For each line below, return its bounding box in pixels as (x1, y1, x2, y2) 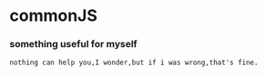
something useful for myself (9, 38, 138, 51)
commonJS (9, 5, 98, 26)
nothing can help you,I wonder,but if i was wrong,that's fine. (9, 58, 259, 68)
